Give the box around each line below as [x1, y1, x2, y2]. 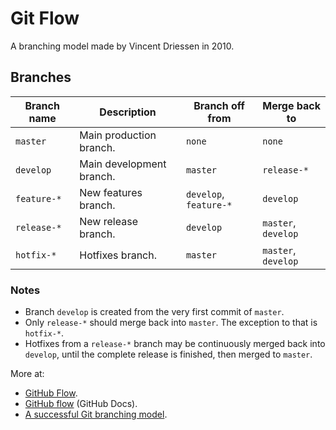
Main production [79, 128, 157, 142]
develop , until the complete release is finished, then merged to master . [24, 348, 313, 361]
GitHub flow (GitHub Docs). [24, 398, 138, 410]
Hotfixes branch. [79, 248, 157, 262]
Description [99, 105, 157, 119]
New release [79, 214, 138, 228]
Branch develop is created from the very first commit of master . [24, 306, 285, 318]
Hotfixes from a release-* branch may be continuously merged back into [24, 338, 326, 350]
